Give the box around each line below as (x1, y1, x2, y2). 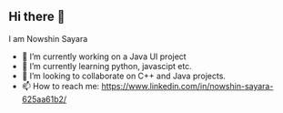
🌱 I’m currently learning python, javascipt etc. (21, 60, 192, 71)
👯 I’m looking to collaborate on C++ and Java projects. (21, 70, 227, 81)
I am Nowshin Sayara (8, 33, 88, 44)
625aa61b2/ (21, 93, 67, 105)
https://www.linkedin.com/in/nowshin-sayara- (101, 80, 274, 91)
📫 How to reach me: (21, 80, 100, 91)
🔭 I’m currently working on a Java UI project (21, 51, 187, 62)
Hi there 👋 (8, 9, 66, 25)
